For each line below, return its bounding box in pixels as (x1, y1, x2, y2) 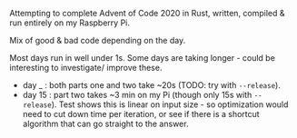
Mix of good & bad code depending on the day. (9, 35, 186, 45)
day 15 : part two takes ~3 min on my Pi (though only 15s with (22, 90, 252, 100)
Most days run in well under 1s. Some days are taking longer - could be (9, 53, 275, 63)
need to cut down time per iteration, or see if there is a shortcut (22, 109, 261, 119)
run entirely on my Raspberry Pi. (9, 17, 130, 28)
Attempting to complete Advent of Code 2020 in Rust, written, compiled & (9, 8, 285, 18)
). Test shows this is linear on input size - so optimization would (51, 99, 289, 110)
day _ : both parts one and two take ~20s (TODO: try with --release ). (22, 80, 282, 90)
